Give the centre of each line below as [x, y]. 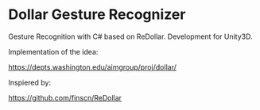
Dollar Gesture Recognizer [97, 15]
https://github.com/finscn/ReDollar [65, 97]
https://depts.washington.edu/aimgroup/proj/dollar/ [92, 67]
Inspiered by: [30, 82]
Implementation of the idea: [53, 51]
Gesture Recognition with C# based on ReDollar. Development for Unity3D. [130, 36]
